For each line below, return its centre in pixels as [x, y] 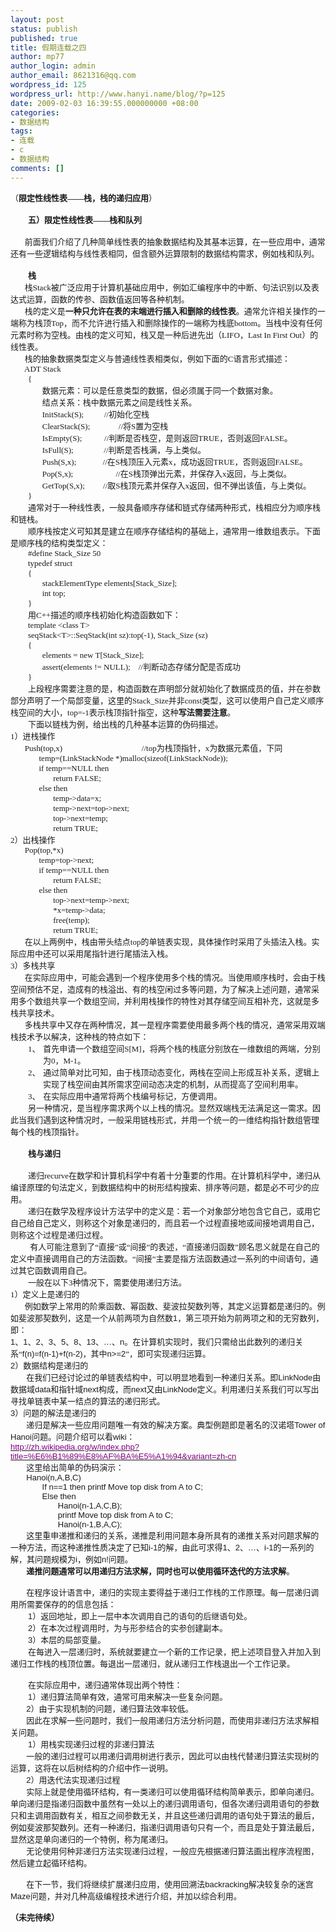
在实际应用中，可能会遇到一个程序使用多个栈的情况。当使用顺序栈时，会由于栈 [175, 977]
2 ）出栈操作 [33, 839]
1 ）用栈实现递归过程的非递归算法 [91, 1744]
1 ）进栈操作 [33, 736]
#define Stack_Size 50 [65, 552]
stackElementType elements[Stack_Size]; [109, 582]
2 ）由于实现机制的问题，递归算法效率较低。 [110, 1708]
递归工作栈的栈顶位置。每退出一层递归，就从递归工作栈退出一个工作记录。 [153, 1663]
